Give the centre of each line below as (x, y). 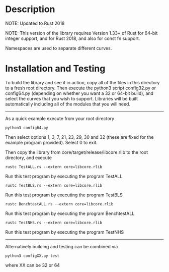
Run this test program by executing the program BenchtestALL (70, 213)
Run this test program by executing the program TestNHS (65, 232)
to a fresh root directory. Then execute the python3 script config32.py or (80, 88)
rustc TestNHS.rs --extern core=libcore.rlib (54, 223)
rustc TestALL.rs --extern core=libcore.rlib (54, 167)
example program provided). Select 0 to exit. (52, 142)
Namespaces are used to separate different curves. (59, 48)
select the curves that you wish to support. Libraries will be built (72, 98)
